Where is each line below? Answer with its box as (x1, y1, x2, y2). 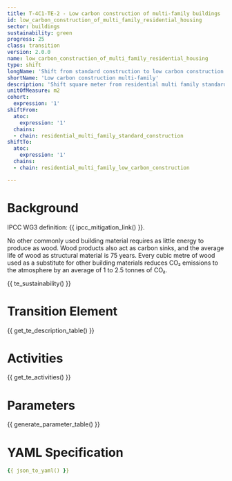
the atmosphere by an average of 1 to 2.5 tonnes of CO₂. (7, 265, 168, 274)
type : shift (7, 62, 41, 68)
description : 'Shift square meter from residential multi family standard (7, 81, 227, 88)
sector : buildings (7, 23, 60, 30)
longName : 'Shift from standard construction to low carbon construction (7, 68, 224, 75)
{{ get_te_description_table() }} (7, 326, 95, 334)
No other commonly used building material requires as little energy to (7, 236, 204, 245)
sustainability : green (7, 29, 72, 37)
